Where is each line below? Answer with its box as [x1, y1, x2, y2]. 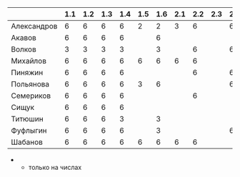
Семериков [11, 91, 51, 101]
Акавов [11, 33, 37, 42]
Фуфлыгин [11, 126, 48, 135]
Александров [11, 21, 58, 31]
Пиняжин [11, 68, 44, 77]
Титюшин [11, 114, 44, 123]
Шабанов [11, 137, 43, 147]
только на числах [28, 163, 82, 171]
